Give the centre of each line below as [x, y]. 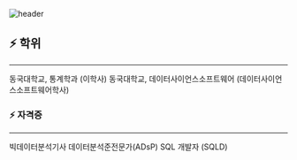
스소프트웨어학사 [38, 89]
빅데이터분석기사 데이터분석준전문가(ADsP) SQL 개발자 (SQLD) [118, 147]
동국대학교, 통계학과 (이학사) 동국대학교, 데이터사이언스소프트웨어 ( [125, 79]
